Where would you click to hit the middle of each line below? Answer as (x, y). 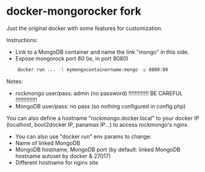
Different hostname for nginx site (57, 162)
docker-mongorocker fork (74, 11)
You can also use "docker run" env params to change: (83, 136)
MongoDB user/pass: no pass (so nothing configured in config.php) (100, 106)
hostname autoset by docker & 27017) (63, 156)
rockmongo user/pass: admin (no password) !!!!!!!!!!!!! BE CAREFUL (99, 93)
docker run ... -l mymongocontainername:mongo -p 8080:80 (93, 69)
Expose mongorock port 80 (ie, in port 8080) (72, 58)
